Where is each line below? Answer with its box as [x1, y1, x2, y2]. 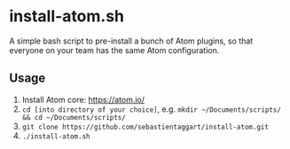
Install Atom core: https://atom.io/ [21, 94, 145, 105]
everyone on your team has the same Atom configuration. [9, 44, 220, 55]
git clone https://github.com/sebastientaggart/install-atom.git [21, 122, 269, 131]
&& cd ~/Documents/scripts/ [21, 113, 126, 122]
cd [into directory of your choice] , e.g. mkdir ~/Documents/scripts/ [21, 104, 282, 114]
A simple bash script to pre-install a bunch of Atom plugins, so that [9, 35, 254, 46]
